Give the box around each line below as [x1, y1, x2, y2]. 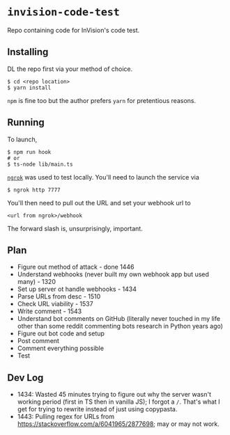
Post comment [17, 337, 59, 345]
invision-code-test [7, 6, 120, 19]
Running [7, 117, 45, 129]
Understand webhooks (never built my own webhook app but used [17, 270, 209, 278]
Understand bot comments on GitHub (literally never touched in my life [17, 315, 221, 323]
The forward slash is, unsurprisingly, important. [7, 224, 143, 232]
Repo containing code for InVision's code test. [7, 26, 140, 34]
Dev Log [7, 372, 44, 383]
